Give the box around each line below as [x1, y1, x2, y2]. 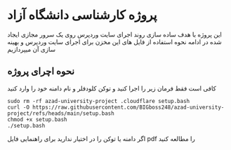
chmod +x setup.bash [7, 116, 68, 123]
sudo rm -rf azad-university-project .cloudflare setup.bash [7, 97, 190, 104]
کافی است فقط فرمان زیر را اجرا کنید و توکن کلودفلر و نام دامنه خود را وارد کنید [7, 84, 216, 93]
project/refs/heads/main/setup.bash [7, 109, 114, 117]
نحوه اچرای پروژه [7, 65, 75, 77]
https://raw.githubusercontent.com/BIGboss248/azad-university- [32, 104, 225, 111]
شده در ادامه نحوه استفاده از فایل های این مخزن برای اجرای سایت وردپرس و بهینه [7, 37, 223, 46]
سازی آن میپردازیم [7, 45, 56, 53]
